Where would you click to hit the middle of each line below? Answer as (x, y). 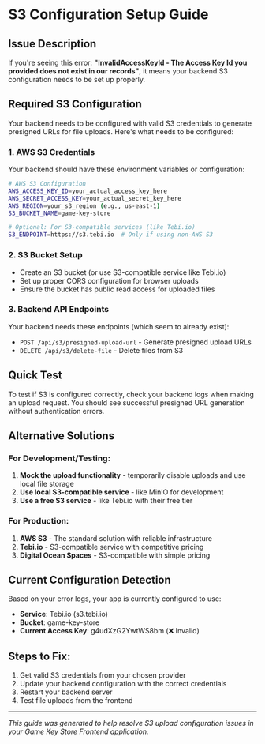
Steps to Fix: (39, 656)
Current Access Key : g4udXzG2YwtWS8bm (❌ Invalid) (109, 631)
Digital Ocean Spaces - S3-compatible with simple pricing (115, 555)
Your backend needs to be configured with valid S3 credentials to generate (130, 123)
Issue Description (52, 44)
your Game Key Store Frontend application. (78, 731)
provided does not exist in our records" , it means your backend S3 (118, 71)
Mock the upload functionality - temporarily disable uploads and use (132, 475)
